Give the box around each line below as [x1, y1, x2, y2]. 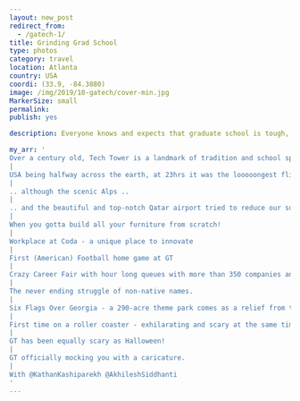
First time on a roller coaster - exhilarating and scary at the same [9, 320, 278, 329]
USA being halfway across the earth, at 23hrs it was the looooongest [9, 170, 278, 179]
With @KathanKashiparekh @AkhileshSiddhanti [9, 370, 178, 379]
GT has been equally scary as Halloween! [9, 337, 166, 346]
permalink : [9, 105, 50, 114]
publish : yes [9, 113, 58, 122]
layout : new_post [9, 13, 74, 22]
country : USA [9, 72, 58, 81]
